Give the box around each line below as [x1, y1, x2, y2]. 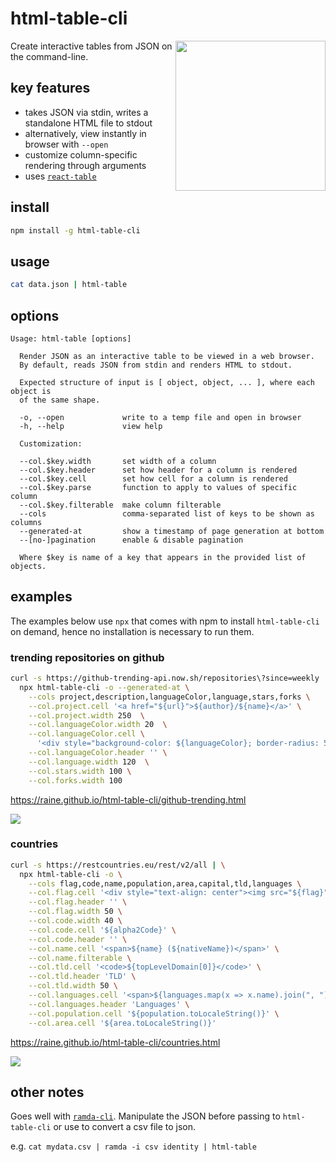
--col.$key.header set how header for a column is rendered [19, 465, 298, 475]
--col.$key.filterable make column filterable [19, 500, 222, 510]
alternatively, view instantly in [24, 127, 147, 139]
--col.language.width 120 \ [28, 757, 150, 767]
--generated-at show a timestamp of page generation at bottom [19, 526, 325, 536]
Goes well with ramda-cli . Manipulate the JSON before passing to [10, 1110, 281, 1122]
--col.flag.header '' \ [28, 897, 128, 907]
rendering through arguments [24, 159, 147, 171]
